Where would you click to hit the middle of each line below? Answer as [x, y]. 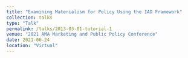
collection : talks [29, 18]
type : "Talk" [23, 23]
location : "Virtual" [32, 46]
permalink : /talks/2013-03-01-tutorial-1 [59, 29]
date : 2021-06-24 [28, 40]
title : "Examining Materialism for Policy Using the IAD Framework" [94, 12]
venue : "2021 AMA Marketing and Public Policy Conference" [82, 34]
